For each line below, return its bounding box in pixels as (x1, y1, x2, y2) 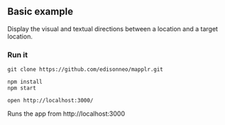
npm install (7, 78, 43, 86)
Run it (7, 50, 28, 60)
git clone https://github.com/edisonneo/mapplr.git (7, 66, 163, 73)
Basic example (7, 6, 73, 18)
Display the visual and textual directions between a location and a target (7, 24, 219, 33)
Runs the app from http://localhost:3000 (7, 109, 126, 118)
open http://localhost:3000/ (7, 97, 94, 104)
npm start (7, 85, 37, 92)
